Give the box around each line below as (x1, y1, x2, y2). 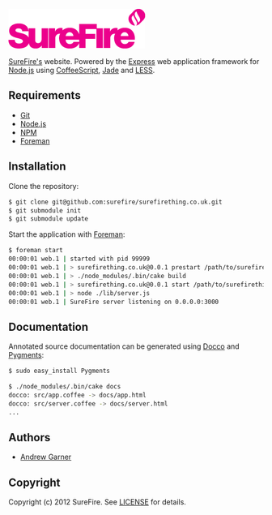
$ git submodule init (8, 206, 82, 215)
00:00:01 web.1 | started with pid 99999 (8, 255, 151, 264)
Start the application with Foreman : (8, 230, 125, 239)
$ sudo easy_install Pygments (8, 367, 111, 376)
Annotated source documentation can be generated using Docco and (8, 341, 240, 351)
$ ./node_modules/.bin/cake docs (8, 383, 121, 391)
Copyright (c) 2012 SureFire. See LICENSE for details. (8, 497, 186, 507)
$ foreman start (8, 247, 63, 255)
